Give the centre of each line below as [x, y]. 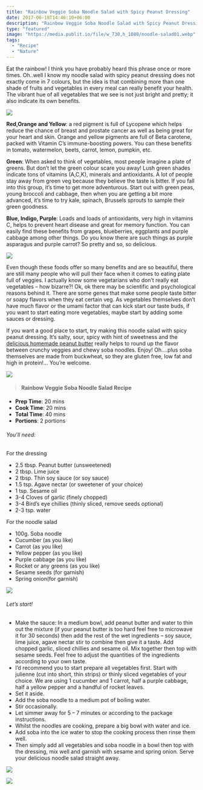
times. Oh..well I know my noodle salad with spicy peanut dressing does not [101, 75]
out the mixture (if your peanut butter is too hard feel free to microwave [104, 629]
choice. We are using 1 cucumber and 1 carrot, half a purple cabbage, [101, 681]
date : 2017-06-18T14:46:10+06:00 [48, 18]
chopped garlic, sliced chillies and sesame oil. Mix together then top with [106, 649]
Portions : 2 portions [40, 420]
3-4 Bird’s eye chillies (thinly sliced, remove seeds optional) [89, 504]
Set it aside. [30, 694]
